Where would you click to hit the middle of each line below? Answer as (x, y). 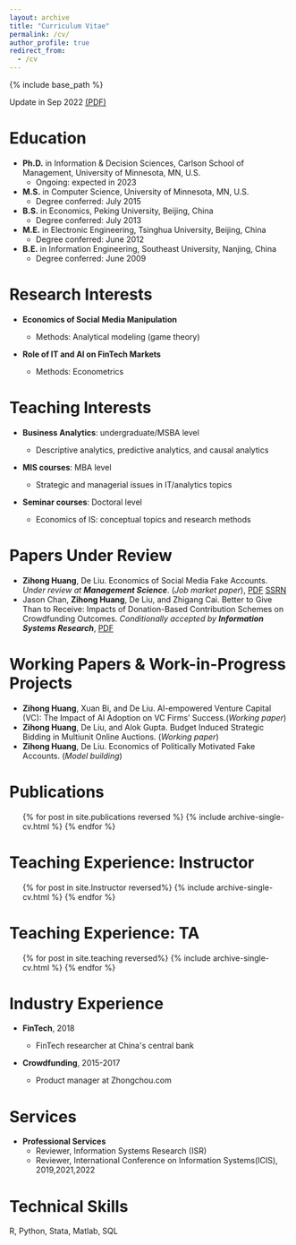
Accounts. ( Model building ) (72, 756)
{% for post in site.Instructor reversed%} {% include (118, 887)
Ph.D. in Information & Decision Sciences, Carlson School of (133, 163)
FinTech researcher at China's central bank (115, 1046)
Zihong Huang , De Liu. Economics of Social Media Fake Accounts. (145, 580)
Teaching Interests (80, 408)
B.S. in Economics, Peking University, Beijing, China (118, 211)
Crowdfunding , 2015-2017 (71, 1063)
